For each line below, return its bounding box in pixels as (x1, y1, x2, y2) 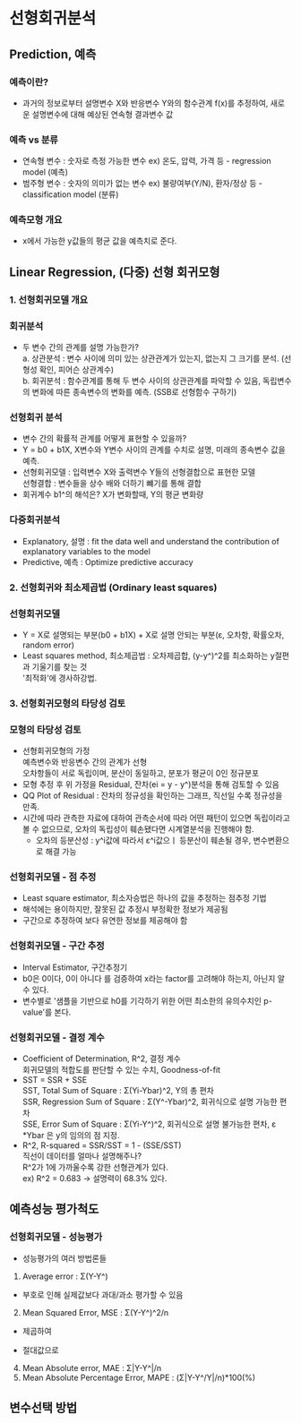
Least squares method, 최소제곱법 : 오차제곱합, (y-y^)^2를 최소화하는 (21, 650, 269, 661)
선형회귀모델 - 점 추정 (9, 870, 97, 883)
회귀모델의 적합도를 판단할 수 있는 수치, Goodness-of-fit (21, 1065, 221, 1075)
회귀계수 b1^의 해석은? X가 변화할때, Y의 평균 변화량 (21, 489, 204, 500)
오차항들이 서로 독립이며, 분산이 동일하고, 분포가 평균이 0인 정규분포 (21, 767, 260, 779)
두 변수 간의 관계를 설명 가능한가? (21, 342, 139, 353)
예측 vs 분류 (9, 133, 58, 146)
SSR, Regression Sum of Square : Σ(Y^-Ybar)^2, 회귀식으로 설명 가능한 (21, 1096, 278, 1107)
